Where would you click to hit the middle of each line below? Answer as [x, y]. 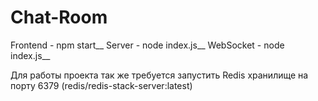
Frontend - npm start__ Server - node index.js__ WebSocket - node [147, 45]
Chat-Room [59, 17]
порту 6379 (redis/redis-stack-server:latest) [101, 85]
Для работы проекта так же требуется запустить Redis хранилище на [159, 75]
